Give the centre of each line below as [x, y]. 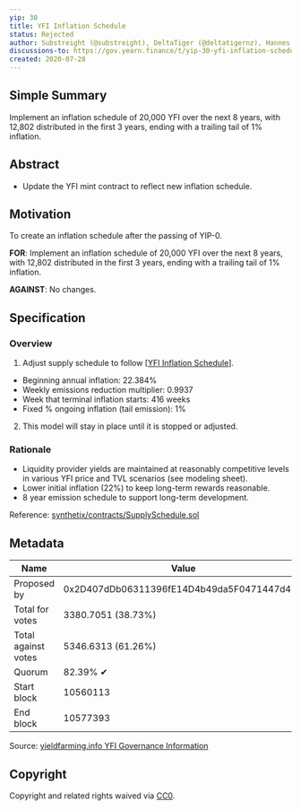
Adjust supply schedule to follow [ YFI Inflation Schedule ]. [128, 363]
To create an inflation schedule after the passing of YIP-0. [116, 236]
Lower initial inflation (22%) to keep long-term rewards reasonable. [146, 488]
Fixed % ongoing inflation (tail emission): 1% [104, 409]
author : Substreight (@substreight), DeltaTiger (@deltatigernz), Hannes [150, 43]
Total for [31, 609]
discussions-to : [39, 51]
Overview [31, 344]
